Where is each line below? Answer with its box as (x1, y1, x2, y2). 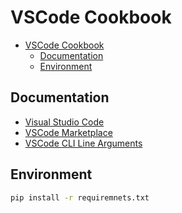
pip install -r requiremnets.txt (10, 192, 150, 203)
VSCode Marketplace (24, 126, 113, 138)
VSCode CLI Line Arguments (24, 137, 143, 149)
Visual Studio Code (24, 116, 105, 128)
